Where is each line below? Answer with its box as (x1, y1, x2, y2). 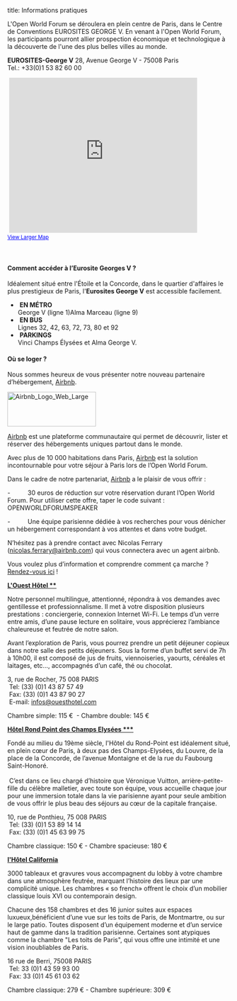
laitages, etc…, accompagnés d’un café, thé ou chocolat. (7, 661, 173, 670)
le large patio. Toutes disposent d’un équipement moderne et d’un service (7, 921, 223, 929)
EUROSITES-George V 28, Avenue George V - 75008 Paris (7, 56, 179, 65)
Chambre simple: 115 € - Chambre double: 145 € (7, 712, 150, 720)
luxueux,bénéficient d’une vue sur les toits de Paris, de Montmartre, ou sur (7, 913, 225, 922)
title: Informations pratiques (7, 6, 88, 14)
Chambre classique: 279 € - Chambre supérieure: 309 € (7, 985, 171, 995)
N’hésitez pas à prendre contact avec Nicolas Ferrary (7, 539, 163, 547)
